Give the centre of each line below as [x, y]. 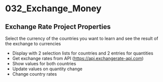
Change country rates [35, 74]
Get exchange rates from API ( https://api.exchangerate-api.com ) [78, 58]
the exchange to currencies [33, 44]
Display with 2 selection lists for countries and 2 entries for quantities [83, 53]
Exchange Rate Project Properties [58, 27]
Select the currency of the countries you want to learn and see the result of [82, 38]
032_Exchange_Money [53, 9]
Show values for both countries [44, 64]
